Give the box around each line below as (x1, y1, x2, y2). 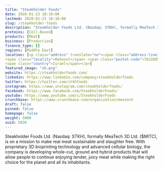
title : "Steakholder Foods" (5, 7, 62, 12)
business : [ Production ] (5, 39, 53, 44)
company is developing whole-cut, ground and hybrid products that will (5, 149, 148, 154)
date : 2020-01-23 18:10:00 (5, 12, 60, 17)
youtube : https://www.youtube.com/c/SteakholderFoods (5, 93, 116, 98)
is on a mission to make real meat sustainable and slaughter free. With (5, 138, 146, 144)
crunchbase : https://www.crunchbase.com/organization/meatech (5, 98, 133, 102)
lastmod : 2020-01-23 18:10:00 (5, 16, 66, 21)
